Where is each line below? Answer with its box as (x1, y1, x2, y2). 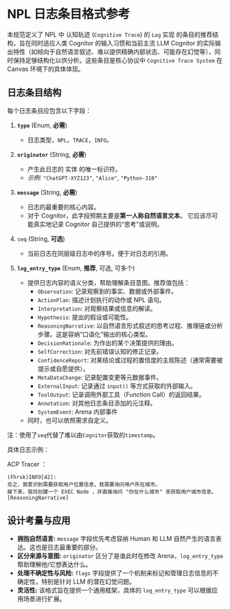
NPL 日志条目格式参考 (7, 6, 130, 22)
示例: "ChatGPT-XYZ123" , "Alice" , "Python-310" (27, 173, 158, 182)
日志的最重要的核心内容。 (27, 202, 100, 211)
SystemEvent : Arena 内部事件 (37, 407, 118, 416)
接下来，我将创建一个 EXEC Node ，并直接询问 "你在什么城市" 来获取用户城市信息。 (7, 488, 217, 495)
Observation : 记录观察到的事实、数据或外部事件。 (37, 287, 178, 295)
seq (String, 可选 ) (16, 235, 65, 243)
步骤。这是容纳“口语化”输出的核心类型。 (37, 330, 152, 338)
